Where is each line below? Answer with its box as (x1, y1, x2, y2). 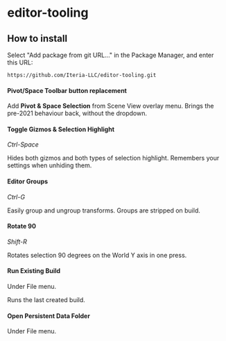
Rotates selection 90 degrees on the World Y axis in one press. (7, 251, 187, 259)
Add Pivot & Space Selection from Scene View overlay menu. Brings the (7, 102, 214, 110)
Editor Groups (7, 177, 49, 185)
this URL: (7, 58, 33, 67)
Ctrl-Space (7, 140, 40, 149)
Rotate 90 (7, 222, 37, 231)
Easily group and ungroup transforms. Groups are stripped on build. (7, 206, 201, 215)
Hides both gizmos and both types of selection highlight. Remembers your (7, 154, 220, 163)
